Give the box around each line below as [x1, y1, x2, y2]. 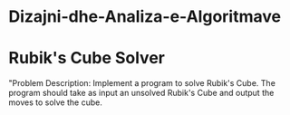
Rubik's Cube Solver [8, 48, 165, 69]
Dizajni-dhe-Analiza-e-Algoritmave [8, 6, 282, 27]
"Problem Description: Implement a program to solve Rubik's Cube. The [8, 78, 275, 89]
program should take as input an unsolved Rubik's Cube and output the [8, 88, 275, 99]
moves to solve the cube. [8, 97, 103, 108]
